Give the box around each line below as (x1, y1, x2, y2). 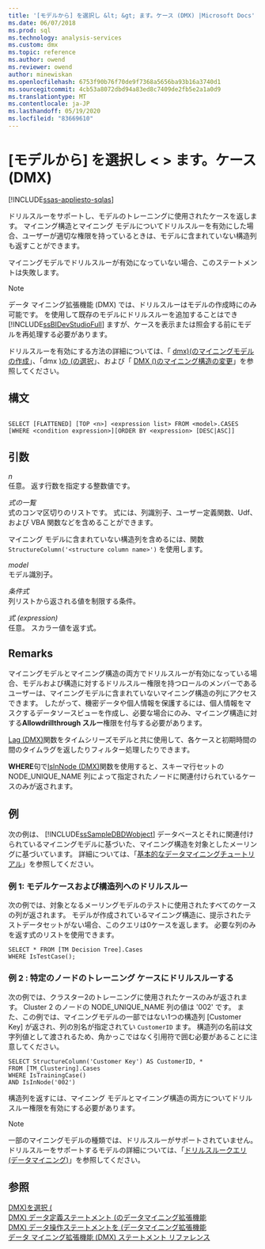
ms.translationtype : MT (8, 93, 87, 101)
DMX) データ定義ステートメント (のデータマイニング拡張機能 (8, 1213, 207, 1222)
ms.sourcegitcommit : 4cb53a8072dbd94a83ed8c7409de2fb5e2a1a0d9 (8, 85, 221, 93)
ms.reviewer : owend (8, 63, 73, 71)
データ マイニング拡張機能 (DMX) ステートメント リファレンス (8, 1232, 210, 1242)
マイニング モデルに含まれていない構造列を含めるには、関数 (8, 535, 204, 544)
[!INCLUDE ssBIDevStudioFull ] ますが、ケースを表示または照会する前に (8, 319, 238, 329)
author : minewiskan (8, 70, 73, 78)
